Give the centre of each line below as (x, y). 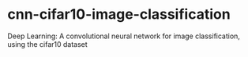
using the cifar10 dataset (47, 44)
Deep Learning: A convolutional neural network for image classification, (124, 36)
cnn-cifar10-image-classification (119, 14)
